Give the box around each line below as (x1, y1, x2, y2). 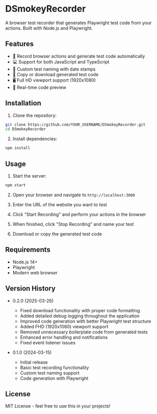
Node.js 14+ (12, 259, 38, 265)
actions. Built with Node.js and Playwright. (5, 25, 93, 31)
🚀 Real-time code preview (12, 84, 67, 90)
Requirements (5, 246, 50, 254)
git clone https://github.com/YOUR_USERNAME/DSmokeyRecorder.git (5, 122, 145, 127)
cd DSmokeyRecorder (5, 127, 46, 132)
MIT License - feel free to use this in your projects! (5, 403, 111, 409)
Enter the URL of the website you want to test (12, 201, 107, 207)
